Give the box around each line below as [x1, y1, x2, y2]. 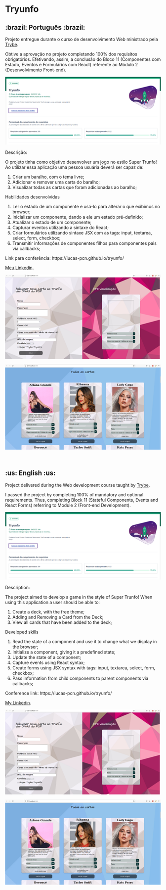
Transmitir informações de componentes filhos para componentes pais [12, 240, 157, 246]
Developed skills [5, 629, 39, 635]
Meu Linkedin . [5, 265, 34, 271]
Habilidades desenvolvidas [5, 194, 60, 200]
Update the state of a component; [12, 655, 82, 660]
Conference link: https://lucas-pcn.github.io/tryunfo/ [5, 690, 112, 696]
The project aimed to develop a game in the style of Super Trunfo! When [5, 594, 153, 600]
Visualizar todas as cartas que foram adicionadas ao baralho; [12, 184, 137, 190]
